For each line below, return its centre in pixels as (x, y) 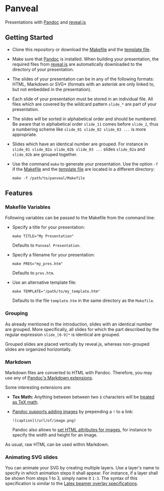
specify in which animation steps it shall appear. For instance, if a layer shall (82, 473)
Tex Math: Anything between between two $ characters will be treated (83, 397)
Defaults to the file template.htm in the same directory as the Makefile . (83, 300)
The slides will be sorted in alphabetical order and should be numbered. (84, 119)
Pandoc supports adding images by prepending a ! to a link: (73, 412)
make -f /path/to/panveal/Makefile (48, 178)
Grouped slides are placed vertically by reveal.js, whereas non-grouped (77, 344)
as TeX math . (25, 402)
